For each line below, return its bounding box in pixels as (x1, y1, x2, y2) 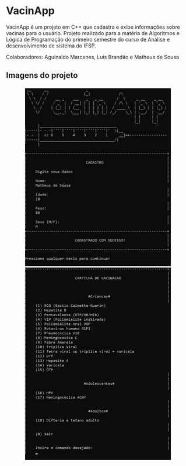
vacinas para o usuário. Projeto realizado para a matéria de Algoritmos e (6, 29, 180, 36)
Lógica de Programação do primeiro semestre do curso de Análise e (6, 36, 170, 43)
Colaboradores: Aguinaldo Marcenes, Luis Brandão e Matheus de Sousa (6, 53, 180, 60)
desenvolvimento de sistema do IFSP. (6, 42, 96, 49)
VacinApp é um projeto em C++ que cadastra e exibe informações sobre (6, 23, 181, 30)
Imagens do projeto (6, 70, 78, 80)
